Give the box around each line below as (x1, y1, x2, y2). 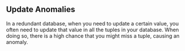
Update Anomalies (6, 5, 75, 14)
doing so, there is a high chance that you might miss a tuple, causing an (6, 32, 180, 39)
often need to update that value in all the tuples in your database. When (6, 26, 179, 33)
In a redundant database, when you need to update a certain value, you (6, 20, 179, 27)
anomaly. (6, 38, 28, 45)
